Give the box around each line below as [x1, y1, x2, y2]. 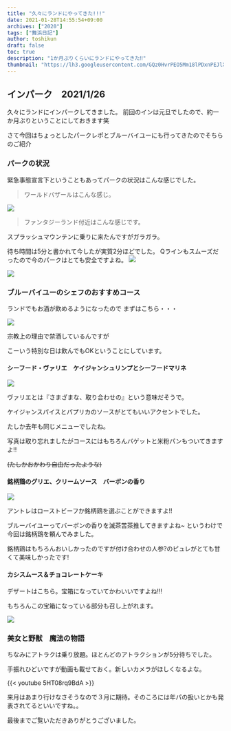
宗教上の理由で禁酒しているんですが [7, 332, 109, 341]
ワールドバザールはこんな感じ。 [23, 190, 115, 198]
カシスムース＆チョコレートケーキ [7, 571, 104, 579]
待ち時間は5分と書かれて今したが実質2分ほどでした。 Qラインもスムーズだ [7, 247, 219, 255]
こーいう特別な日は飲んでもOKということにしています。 [7, 347, 166, 355]
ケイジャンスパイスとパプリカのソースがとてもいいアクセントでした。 [7, 407, 204, 416]
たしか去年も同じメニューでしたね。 [7, 423, 110, 431]
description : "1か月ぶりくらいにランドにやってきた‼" [7, 55, 146, 62]
